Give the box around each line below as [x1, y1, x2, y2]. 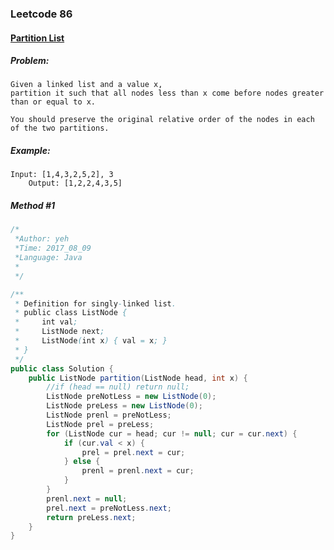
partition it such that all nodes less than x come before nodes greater [10, 88, 325, 99]
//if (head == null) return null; [46, 382, 190, 392]
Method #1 [10, 200, 56, 212]
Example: [10, 145, 51, 157]
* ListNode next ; [14, 327, 105, 337]
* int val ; [14, 317, 78, 327]
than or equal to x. [10, 97, 97, 107]
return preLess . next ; [46, 512, 137, 522]
